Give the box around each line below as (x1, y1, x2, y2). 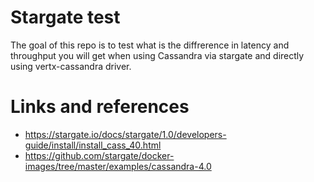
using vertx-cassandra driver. (10, 60, 132, 72)
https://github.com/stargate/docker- (24, 149, 175, 161)
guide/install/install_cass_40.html (24, 139, 162, 151)
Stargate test (10, 6, 121, 29)
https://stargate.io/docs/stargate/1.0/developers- (24, 128, 227, 140)
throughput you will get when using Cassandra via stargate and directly (10, 49, 305, 61)
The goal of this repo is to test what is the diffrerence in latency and (10, 39, 290, 51)
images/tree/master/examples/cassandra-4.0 (24, 160, 212, 172)
